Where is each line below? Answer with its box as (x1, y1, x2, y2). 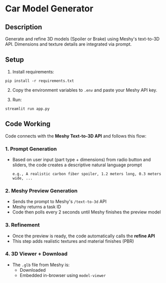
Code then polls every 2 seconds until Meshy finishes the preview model (12, 209, 161, 215)
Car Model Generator (5, 3, 94, 14)
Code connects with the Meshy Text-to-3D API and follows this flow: (5, 133, 147, 139)
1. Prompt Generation (5, 145, 57, 152)
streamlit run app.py (5, 106, 50, 111)
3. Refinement (5, 221, 40, 228)
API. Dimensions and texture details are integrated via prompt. (5, 41, 132, 47)
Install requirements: (12, 69, 55, 74)
